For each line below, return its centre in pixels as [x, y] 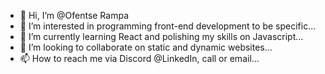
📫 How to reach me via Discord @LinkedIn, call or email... [139, 58]
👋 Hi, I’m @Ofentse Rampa [74, 15]
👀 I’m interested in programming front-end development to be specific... [168, 26]
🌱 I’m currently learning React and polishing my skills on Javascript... [161, 36]
